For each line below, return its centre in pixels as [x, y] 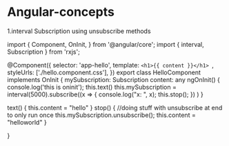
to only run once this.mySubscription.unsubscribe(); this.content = [102, 115]
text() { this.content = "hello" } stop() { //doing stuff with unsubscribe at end [115, 107]
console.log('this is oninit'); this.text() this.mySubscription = [92, 87]
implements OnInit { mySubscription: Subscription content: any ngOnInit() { [114, 79]
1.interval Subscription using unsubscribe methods [79, 31]
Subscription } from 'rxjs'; [44, 52]
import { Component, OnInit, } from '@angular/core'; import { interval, [106, 44]
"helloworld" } [27, 122]
